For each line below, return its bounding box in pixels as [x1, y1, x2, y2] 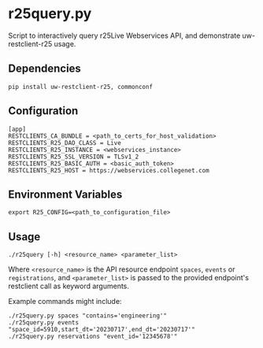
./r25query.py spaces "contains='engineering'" [8, 312, 168, 320]
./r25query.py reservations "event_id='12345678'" [8, 332, 178, 341]
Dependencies [8, 62, 81, 76]
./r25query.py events [8, 319, 80, 327]
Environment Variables [8, 187, 123, 201]
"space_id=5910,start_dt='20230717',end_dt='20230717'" [8, 326, 195, 334]
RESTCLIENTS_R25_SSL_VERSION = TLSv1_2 [8, 153, 139, 161]
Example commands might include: [8, 297, 122, 306]
